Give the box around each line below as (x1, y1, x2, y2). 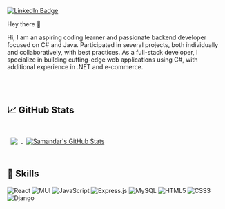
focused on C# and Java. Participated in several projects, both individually (7, 41, 219, 48)
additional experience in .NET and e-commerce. (7, 63, 144, 71)
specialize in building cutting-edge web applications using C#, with (7, 55, 198, 64)
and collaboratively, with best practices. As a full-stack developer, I (7, 48, 198, 56)
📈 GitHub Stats (7, 104, 75, 116)
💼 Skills (7, 168, 39, 180)
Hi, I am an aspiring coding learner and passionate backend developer (7, 33, 207, 42)
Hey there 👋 (7, 20, 41, 28)
